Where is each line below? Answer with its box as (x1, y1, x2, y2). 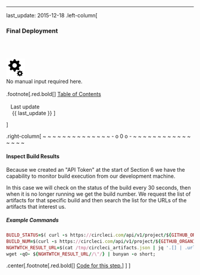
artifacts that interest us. (6, 203, 67, 210)
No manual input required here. (6, 78, 83, 85)
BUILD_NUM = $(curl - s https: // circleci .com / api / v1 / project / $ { (6, 239, 161, 245)
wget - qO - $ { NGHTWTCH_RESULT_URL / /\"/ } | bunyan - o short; (6, 251, 156, 257)
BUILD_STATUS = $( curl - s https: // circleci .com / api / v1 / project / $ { (6, 232, 172, 239)
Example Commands (6, 217, 59, 224)
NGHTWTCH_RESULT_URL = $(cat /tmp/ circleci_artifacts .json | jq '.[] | (6, 245, 183, 251)
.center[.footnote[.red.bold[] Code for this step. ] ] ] (6, 262, 131, 269)
